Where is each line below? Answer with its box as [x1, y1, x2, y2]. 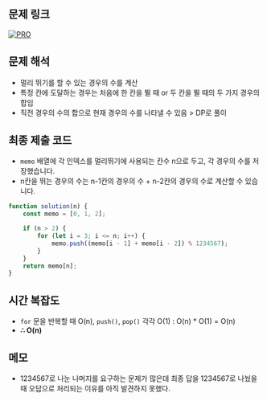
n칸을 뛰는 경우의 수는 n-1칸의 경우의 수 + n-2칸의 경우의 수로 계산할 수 [19, 176, 244, 186]
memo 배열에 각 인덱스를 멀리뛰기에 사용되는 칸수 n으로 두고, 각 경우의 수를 [19, 156, 251, 166]
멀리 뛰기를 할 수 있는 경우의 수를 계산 [19, 77, 138, 87]
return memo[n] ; [23, 262, 78, 270]
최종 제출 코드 [8, 133, 72, 147]
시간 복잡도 [8, 293, 60, 307]
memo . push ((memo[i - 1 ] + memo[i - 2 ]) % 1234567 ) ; [51, 239, 228, 248]
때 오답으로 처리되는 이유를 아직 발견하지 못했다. [19, 383, 170, 393]
